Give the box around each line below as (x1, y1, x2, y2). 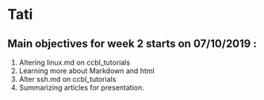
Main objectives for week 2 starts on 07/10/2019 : (7, 37, 257, 50)
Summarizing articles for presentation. (18, 83, 144, 92)
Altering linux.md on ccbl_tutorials (18, 57, 131, 67)
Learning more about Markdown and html (18, 66, 155, 76)
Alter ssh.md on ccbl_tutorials (18, 75, 117, 83)
